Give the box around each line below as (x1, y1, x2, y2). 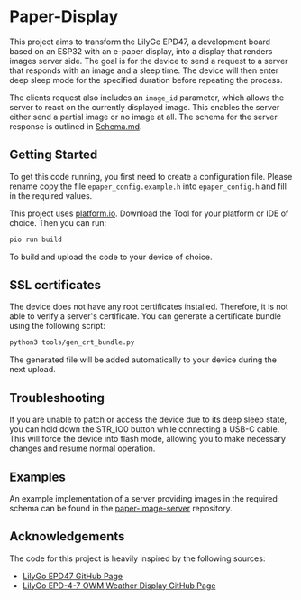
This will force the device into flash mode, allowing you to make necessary (9, 434, 287, 445)
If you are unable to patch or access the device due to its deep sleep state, (9, 414, 287, 426)
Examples (9, 469, 66, 484)
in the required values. (9, 190, 93, 201)
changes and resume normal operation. (9, 443, 156, 454)
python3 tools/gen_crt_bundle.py (9, 338, 135, 347)
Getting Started (9, 147, 98, 163)
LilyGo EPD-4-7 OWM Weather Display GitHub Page (22, 580, 216, 591)
